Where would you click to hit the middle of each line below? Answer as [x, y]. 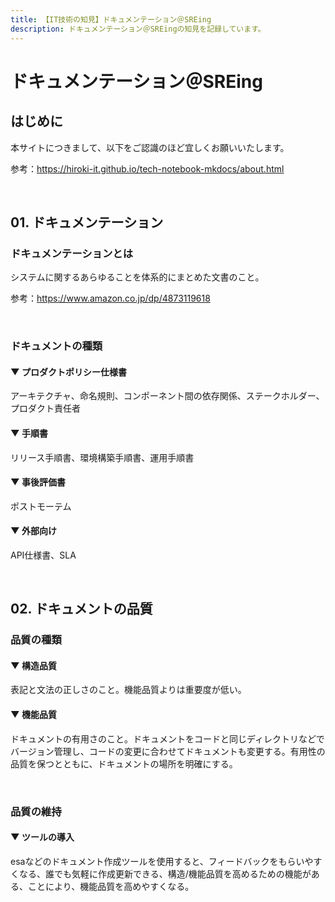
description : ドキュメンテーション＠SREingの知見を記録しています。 [138, 29]
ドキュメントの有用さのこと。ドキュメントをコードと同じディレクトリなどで [167, 738]
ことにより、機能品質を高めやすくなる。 [111, 886]
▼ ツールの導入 [42, 837]
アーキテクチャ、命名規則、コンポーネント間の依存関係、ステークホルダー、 [167, 396]
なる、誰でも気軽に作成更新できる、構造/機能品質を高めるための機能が [165, 873]
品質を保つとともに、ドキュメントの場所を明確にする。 [124, 763]
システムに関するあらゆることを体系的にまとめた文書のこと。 [137, 277]
